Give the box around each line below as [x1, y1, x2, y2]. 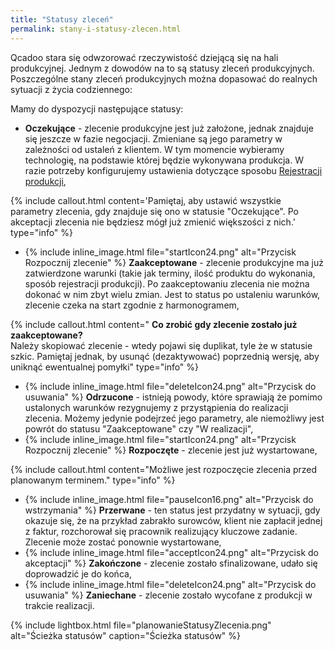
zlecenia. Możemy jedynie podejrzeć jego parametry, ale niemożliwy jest [24, 412, 325, 424]
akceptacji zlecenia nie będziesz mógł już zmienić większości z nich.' [10, 216, 296, 228]
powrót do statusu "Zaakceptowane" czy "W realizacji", [24, 422, 254, 435]
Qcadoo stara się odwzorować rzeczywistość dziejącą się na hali [10, 51, 279, 63]
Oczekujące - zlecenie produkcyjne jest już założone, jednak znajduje [24, 122, 314, 134]
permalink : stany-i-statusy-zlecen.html [10, 24, 182, 34]
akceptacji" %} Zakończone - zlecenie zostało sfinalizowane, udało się [24, 557, 318, 569]
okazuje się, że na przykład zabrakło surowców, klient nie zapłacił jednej [24, 514, 323, 526]
